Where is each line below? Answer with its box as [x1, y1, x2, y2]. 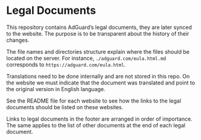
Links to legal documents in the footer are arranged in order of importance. [6, 115, 193, 122]
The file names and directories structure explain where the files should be [6, 48, 190, 55]
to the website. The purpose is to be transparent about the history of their [6, 30, 190, 37]
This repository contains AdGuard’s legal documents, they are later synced [6, 24, 192, 31]
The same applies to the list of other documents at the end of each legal [6, 121, 186, 129]
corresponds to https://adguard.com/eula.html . [6, 61, 126, 68]
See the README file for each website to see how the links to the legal [6, 97, 181, 104]
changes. [6, 36, 30, 43]
